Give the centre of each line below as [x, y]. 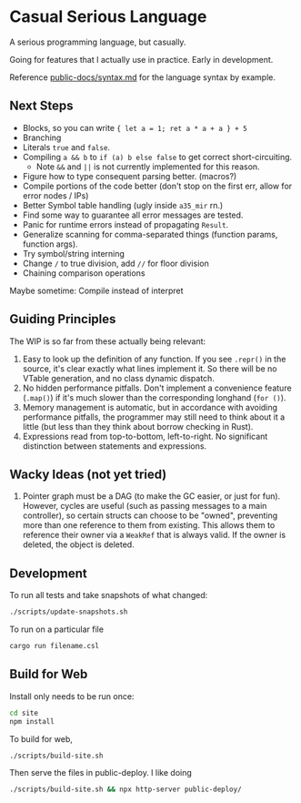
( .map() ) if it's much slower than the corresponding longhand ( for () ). [154, 397]
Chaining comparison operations [84, 273]
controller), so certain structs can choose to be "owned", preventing [150, 515]
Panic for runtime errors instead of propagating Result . [125, 224]
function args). [50, 244]
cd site [24, 713]
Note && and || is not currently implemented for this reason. [148, 167]
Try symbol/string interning [74, 253]
